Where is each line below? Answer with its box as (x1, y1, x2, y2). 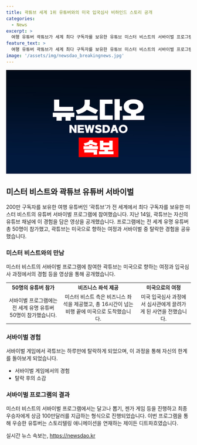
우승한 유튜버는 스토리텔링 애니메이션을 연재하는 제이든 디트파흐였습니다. (12, 420, 179, 427)
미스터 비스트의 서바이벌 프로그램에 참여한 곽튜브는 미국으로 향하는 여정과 (6, 263, 174, 270)
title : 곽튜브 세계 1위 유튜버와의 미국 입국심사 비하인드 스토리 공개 (6, 9, 152, 15)
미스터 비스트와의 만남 (6, 249, 64, 257)
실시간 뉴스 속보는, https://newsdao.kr (6, 432, 96, 439)
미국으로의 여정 (146, 284, 181, 291)
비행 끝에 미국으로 (65, 308, 107, 315)
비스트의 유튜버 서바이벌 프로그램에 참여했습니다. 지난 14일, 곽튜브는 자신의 (16, 211, 189, 218)
